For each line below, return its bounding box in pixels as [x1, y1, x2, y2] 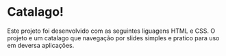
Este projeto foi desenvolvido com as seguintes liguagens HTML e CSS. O [7, 27, 216, 35]
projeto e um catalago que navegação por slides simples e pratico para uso [7, 33, 220, 42]
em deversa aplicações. [7, 41, 75, 49]
